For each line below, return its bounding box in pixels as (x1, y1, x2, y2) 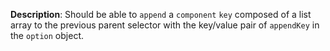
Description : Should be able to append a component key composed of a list (10, 9, 312, 20)
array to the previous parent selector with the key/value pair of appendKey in (10, 19, 320, 31)
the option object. (10, 30, 84, 41)
